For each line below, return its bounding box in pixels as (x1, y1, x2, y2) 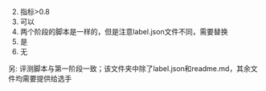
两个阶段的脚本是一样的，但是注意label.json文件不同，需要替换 (19, 27, 228, 36)
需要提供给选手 (22, 74, 72, 83)
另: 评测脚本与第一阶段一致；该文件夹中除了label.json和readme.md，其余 (8, 64, 251, 73)
